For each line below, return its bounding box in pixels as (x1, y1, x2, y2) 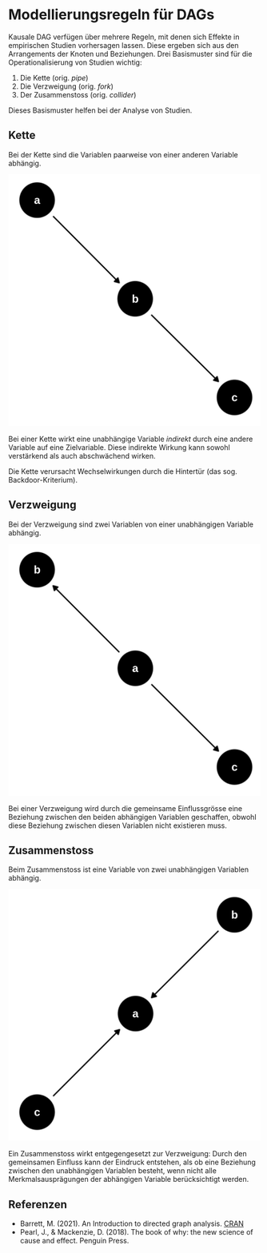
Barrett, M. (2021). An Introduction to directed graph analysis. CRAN (19, 1219, 244, 1228)
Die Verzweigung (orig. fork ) (19, 82, 114, 91)
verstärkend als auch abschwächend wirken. (8, 451, 156, 460)
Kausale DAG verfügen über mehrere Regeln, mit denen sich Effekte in (8, 32, 240, 42)
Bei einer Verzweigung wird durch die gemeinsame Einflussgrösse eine (8, 803, 242, 813)
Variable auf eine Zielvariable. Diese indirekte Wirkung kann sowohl (8, 442, 230, 452)
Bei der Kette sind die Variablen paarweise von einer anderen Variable (8, 149, 238, 159)
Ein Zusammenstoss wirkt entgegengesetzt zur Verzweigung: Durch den (8, 1149, 247, 1159)
